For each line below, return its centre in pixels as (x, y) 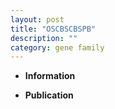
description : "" (44, 38)
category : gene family (57, 47)
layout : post (37, 19)
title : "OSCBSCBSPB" (53, 29)
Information (50, 76)
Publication (49, 95)
